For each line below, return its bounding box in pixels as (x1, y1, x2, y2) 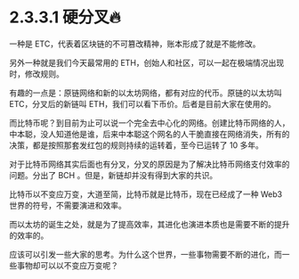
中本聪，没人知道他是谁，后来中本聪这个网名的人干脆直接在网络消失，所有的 (9, 128, 290, 139)
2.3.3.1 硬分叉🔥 (9, 7, 122, 28)
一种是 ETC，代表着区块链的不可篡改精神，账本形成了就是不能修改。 (9, 38, 261, 49)
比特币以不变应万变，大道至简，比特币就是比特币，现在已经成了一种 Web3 (9, 188, 283, 200)
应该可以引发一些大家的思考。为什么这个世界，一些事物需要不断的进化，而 (9, 249, 282, 259)
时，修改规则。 (9, 68, 64, 79)
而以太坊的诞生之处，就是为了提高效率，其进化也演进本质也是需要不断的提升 (9, 218, 290, 229)
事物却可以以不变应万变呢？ (16, 259, 118, 271)
